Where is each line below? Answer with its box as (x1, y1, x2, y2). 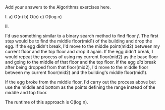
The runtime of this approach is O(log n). (5, 99, 88, 105)
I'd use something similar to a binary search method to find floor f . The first (5, 33, 159, 38)
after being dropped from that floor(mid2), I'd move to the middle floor (5, 64, 149, 70)
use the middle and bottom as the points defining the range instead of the (5, 84, 156, 90)
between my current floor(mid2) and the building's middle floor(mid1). (5, 70, 148, 75)
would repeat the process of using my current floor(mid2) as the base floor (5, 54, 159, 60)
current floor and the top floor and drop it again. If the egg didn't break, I (5, 49, 153, 54)
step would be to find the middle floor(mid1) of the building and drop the (5, 38, 153, 44)
